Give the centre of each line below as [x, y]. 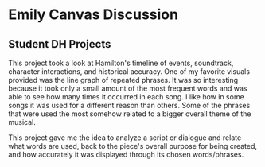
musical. [22, 122]
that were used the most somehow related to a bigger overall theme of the [130, 114]
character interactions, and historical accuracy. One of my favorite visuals [129, 72]
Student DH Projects [60, 44]
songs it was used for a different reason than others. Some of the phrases [129, 105]
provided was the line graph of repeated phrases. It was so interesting [123, 80]
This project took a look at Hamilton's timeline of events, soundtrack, [121, 63]
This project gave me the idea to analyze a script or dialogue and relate [125, 138]
